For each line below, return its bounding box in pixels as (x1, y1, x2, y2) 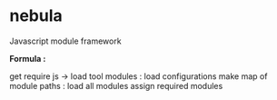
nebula (9, 5, 64, 26)
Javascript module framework (9, 35, 122, 46)
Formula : (9, 53, 46, 64)
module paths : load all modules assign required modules (9, 80, 223, 91)
